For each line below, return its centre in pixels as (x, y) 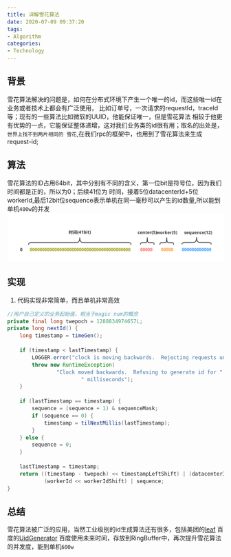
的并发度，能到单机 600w (41, 547)
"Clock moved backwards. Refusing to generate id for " (140, 372)
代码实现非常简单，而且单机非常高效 (68, 300)
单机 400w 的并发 (29, 209)
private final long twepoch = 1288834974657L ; (75, 321)
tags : (15, 29)
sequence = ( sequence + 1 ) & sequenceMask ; (95, 409)
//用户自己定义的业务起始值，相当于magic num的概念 (73, 314)
